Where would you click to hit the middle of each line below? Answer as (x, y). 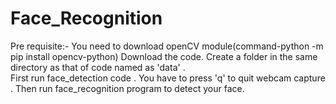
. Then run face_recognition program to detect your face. (127, 88)
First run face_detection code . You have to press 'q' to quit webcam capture (168, 78)
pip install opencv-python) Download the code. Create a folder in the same (164, 56)
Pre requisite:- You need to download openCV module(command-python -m (167, 46)
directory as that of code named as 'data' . (98, 67)
